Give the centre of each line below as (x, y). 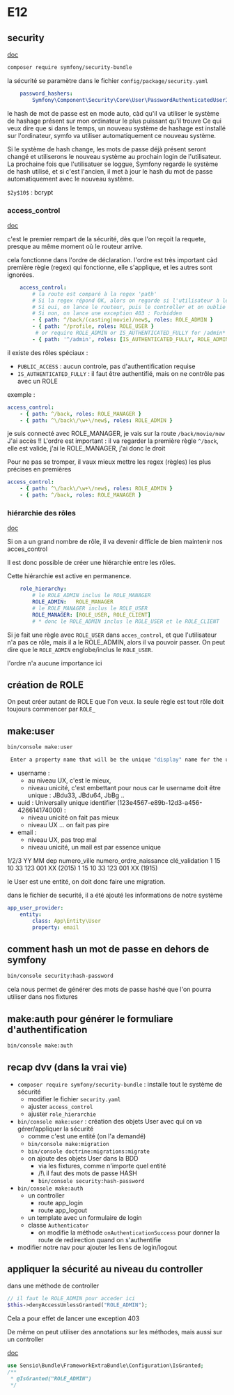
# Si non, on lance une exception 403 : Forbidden (107, 314)
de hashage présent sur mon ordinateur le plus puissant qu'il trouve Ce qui (114, 121)
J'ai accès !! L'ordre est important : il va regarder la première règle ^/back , (113, 441)
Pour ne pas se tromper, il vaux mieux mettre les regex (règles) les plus (109, 462)
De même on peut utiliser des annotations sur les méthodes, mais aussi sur (115, 1332)
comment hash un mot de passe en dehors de (108, 949)
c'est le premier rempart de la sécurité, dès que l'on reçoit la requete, (107, 239)
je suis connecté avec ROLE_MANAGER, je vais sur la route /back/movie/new (116, 434)
